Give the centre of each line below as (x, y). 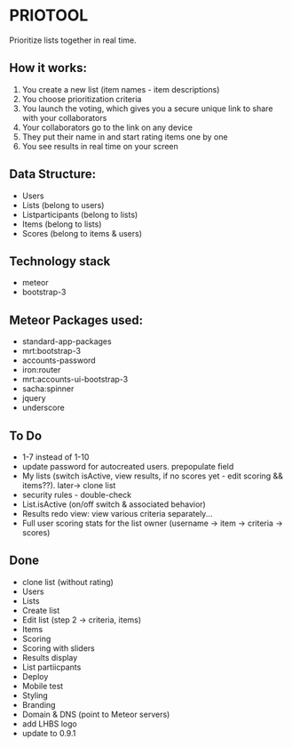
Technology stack (60, 261)
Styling (35, 695)
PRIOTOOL (49, 16)
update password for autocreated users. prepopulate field (128, 466)
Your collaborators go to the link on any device (107, 127)
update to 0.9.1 (49, 733)
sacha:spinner (48, 389)
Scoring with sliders (58, 648)
